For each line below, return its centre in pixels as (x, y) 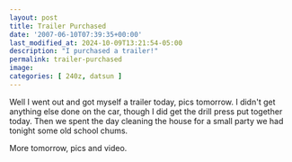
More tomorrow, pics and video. (68, 148)
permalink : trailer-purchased (66, 59)
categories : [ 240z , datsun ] (66, 76)
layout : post (34, 18)
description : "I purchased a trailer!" (84, 51)
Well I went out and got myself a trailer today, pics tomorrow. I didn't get (142, 102)
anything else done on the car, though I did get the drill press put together (146, 111)
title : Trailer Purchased (58, 26)
